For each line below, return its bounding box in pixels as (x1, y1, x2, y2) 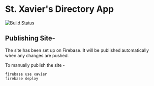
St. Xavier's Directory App (5, 3, 114, 15)
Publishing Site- (5, 34, 56, 43)
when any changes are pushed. (5, 52, 69, 58)
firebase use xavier (5, 72, 48, 77)
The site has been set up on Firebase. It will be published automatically (5, 47, 149, 53)
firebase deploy (5, 76, 38, 81)
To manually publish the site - (5, 62, 65, 68)
